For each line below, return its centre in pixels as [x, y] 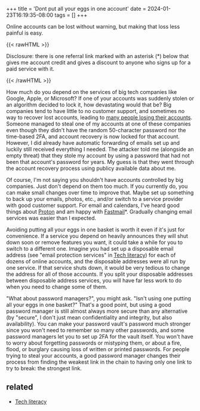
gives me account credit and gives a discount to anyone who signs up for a [99, 63]
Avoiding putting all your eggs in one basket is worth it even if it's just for [96, 229]
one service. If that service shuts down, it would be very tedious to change [98, 268]
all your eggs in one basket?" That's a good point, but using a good [89, 305]
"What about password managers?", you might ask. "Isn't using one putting [99, 298]
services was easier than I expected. [51, 218]
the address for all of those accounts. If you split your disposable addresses [99, 274]
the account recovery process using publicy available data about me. [91, 168]
